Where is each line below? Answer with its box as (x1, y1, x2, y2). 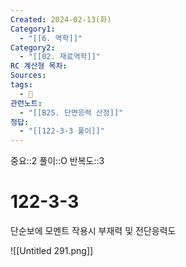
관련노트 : (10, 98, 43, 108)
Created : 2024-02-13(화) (10, 14, 112, 25)
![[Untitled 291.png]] (10, 245, 94, 257)
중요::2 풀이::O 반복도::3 (10, 155, 105, 167)
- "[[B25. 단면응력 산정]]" (19, 107, 124, 118)
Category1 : (10, 24, 56, 34)
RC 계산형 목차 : (10, 61, 68, 71)
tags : (10, 80, 33, 90)
